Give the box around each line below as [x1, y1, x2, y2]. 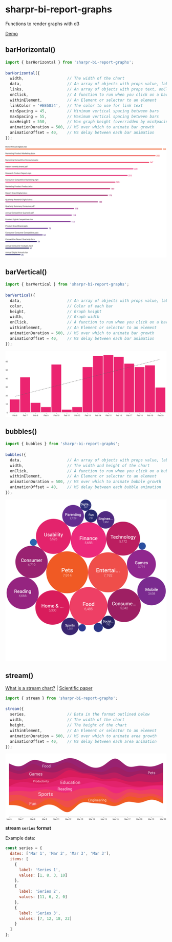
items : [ [10, 856, 29, 861]
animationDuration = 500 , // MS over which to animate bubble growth [10, 479, 161, 485]
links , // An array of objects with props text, [10, 87, 157, 92]
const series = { [5, 845, 42, 851]
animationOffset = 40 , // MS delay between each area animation [10, 739, 157, 744]
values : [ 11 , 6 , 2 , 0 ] [18, 894, 68, 899]
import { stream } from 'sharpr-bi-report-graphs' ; [5, 696, 118, 701]
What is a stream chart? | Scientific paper [5, 685, 93, 691]
